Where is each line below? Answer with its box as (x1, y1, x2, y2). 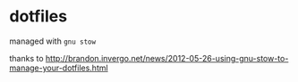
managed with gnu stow (9, 36, 97, 46)
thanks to (9, 53, 44, 63)
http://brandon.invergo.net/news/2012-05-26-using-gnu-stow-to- (45, 53, 289, 63)
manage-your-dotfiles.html (9, 62, 109, 73)
